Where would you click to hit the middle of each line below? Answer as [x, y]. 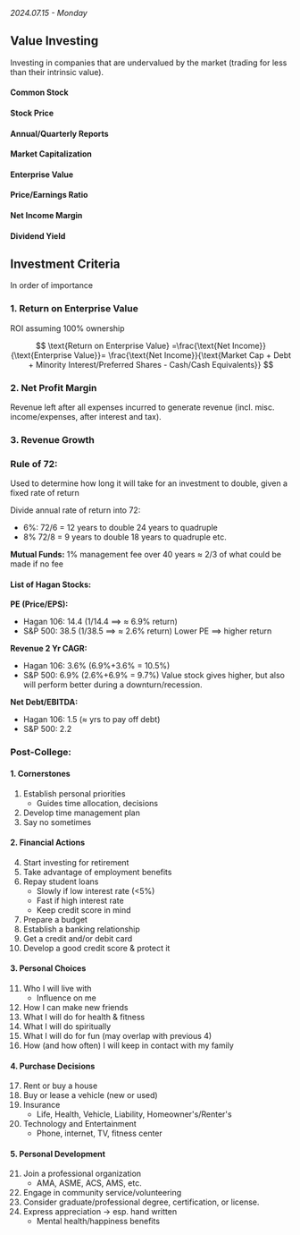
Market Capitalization [51, 154]
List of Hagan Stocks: [51, 584]
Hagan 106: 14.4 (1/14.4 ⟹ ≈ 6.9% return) [100, 622]
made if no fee [37, 564]
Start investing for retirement [76, 862]
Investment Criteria [65, 264]
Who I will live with [57, 988]
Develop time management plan [82, 813]
